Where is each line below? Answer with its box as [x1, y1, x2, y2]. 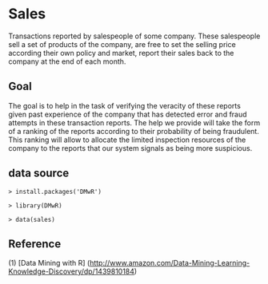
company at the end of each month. [8, 57, 126, 66]
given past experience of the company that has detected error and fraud [8, 109, 247, 119]
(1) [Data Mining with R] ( [8, 258, 90, 268]
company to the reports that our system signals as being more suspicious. [8, 143, 253, 152]
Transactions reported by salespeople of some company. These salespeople [8, 31, 261, 41]
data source [8, 167, 70, 180]
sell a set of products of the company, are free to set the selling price [8, 39, 236, 49]
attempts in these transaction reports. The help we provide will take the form [8, 117, 261, 128]
